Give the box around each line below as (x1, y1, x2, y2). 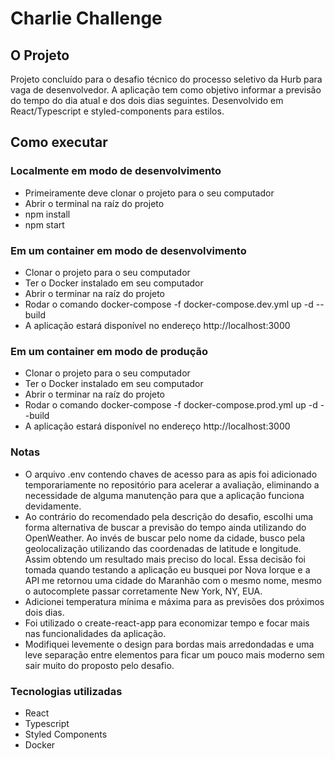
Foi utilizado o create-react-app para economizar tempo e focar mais (24, 617, 310, 629)
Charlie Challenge (10, 7, 163, 30)
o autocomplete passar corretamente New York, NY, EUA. (24, 585, 263, 597)
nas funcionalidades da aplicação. (24, 627, 167, 639)
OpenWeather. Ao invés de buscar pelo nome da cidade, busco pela (24, 532, 306, 544)
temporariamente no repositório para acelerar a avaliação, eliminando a (24, 478, 320, 491)
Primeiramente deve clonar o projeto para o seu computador (24, 187, 275, 199)
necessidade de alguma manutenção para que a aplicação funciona (24, 489, 305, 501)
